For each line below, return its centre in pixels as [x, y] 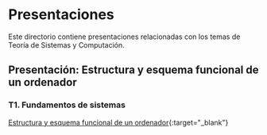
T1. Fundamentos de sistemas [67, 105]
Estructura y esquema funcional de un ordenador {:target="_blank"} [118, 122]
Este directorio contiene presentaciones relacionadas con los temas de [124, 37]
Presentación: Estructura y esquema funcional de [133, 70]
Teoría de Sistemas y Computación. [66, 44]
